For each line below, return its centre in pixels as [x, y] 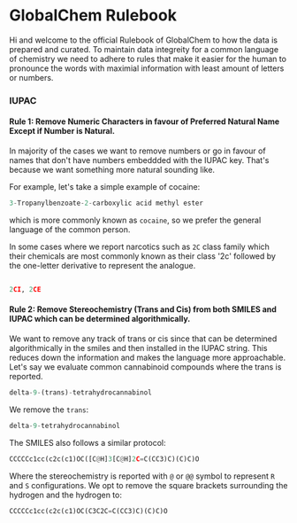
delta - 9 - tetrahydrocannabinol [65, 425]
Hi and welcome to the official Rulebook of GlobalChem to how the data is [144, 40]
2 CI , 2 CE [25, 289]
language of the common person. [70, 229]
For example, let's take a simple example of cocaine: [105, 187]
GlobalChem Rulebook [93, 16]
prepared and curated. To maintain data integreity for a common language [144, 49]
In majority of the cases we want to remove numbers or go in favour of [138, 151]
